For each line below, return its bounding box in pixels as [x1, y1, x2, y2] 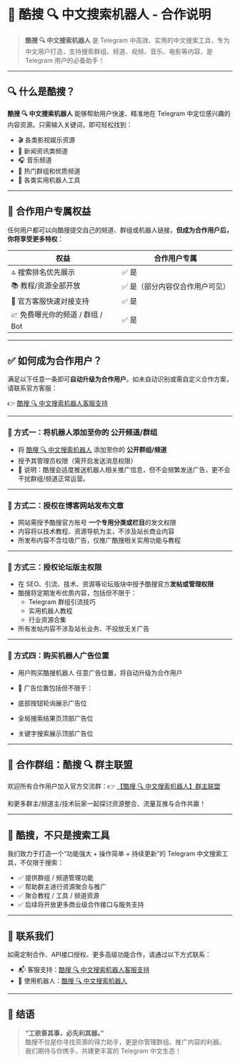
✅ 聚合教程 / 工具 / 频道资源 [17, 891, 100, 900]
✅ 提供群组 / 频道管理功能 [17, 873, 94, 882]
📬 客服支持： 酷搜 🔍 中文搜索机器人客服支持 [17, 966, 150, 973]
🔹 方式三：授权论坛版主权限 [7, 562, 102, 572]
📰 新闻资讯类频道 [17, 146, 68, 155]
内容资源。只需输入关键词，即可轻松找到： [7, 120, 133, 129]
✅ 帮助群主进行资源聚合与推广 [17, 883, 107, 891]
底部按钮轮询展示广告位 [17, 698, 87, 707]
